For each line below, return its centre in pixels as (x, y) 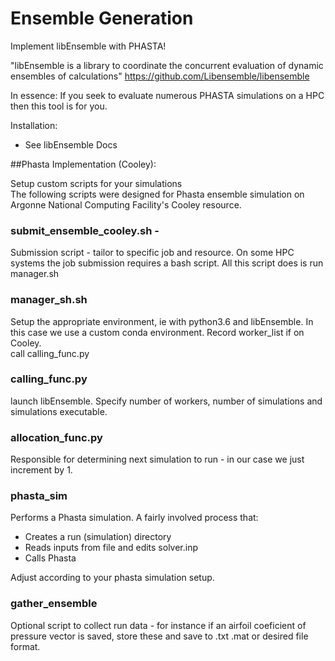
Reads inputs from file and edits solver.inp (111, 548)
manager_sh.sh (49, 300)
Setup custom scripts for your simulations (96, 183)
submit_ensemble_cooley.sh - (85, 230)
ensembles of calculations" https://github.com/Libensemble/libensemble (160, 76)
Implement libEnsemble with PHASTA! (88, 46)
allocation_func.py (56, 437)
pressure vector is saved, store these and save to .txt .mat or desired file (159, 636)
